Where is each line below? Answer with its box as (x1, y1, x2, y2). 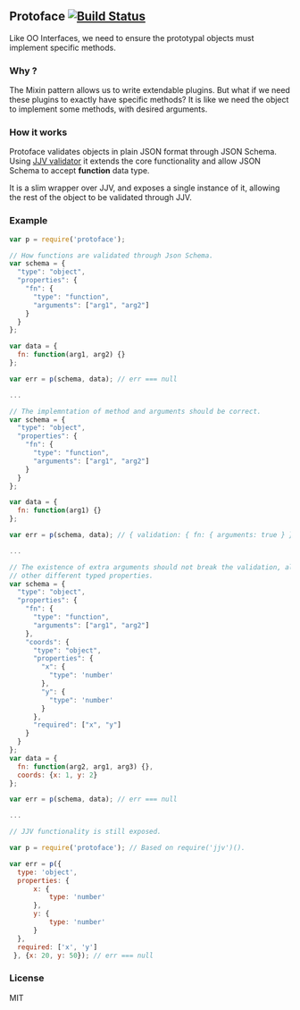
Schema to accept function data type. (9, 165, 150, 176)
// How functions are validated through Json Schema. (9, 251, 214, 260)
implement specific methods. (9, 42, 116, 53)
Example (9, 215, 48, 227)
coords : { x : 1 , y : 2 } (17, 770, 98, 779)
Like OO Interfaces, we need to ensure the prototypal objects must (9, 32, 254, 43)
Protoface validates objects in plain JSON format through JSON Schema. (9, 147, 277, 157)
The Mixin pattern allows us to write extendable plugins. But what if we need (9, 85, 290, 96)
